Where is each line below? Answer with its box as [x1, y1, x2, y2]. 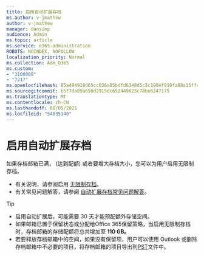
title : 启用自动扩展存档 [6, 9, 62, 15]
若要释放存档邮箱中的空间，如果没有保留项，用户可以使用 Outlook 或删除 [15, 235, 198, 243]
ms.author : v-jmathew [6, 15, 61, 21]
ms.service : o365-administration [6, 43, 91, 49]
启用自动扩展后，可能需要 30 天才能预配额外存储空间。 [15, 213, 153, 220]
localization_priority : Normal [6, 54, 86, 60]
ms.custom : [6, 65, 34, 72]
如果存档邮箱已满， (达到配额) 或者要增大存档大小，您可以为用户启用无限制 [6, 160, 194, 167]
